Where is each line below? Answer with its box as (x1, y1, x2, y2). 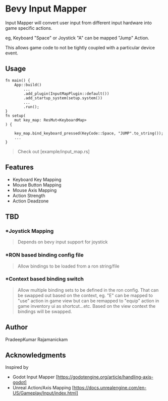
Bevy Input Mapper (5, 3, 87, 15)
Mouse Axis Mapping (12, 187, 57, 193)
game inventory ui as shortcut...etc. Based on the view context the (17, 303, 156, 309)
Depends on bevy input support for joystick (17, 239, 108, 245)
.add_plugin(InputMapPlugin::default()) (23, 91, 109, 96)
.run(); (23, 104, 39, 109)
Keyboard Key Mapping (12, 176, 62, 182)
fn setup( (5, 113, 26, 118)
